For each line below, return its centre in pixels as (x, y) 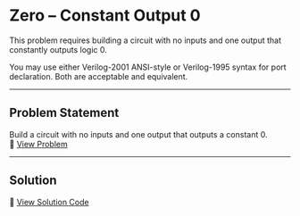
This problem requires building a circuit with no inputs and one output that (145, 40)
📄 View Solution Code (49, 202)
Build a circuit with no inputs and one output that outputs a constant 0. (138, 134)
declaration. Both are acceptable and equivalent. (99, 76)
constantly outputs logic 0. (58, 49)
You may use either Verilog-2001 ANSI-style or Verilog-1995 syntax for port (148, 67)
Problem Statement (64, 113)
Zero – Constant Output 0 (105, 16)
